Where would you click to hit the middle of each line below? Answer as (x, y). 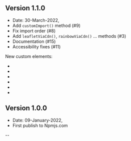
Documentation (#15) (34, 41)
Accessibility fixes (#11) (36, 46)
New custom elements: (29, 56)
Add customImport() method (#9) (46, 25)
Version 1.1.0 (25, 8)
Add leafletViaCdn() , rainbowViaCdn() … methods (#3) (69, 36)
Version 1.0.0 (26, 108)
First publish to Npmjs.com (40, 125)
